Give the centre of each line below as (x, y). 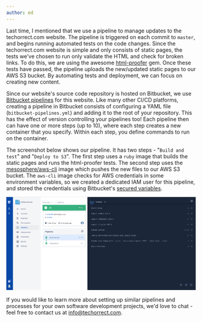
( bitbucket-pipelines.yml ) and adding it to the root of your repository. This (99, 113)
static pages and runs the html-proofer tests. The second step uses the (95, 163)
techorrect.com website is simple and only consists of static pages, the (94, 50)
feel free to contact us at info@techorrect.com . (64, 312)
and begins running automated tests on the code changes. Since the (91, 43)
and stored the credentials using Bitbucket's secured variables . (84, 188)
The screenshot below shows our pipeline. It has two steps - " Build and (95, 150)
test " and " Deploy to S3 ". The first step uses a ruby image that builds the (97, 156)
